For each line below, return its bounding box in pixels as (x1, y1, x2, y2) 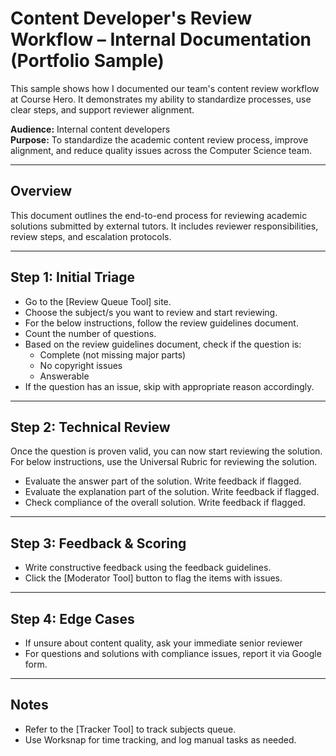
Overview (10, 183, 73, 200)
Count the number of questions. (24, 327, 157, 339)
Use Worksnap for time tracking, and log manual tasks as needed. (24, 733, 297, 746)
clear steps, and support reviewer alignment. (10, 103, 195, 116)
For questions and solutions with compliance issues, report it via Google (24, 648, 322, 659)
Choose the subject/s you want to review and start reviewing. (24, 306, 278, 318)
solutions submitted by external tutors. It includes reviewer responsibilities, (10, 220, 319, 232)
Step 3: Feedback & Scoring (10, 535, 187, 552)
